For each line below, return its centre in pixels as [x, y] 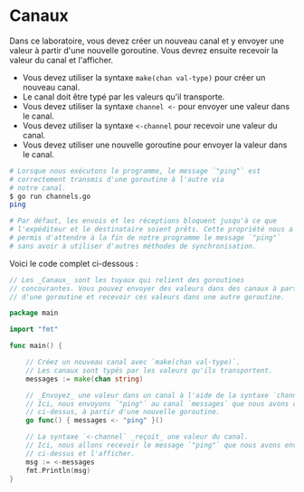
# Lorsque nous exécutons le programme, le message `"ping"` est [135, 171]
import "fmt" [34, 330]
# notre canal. [38, 188]
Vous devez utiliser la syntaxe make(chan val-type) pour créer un [144, 77]
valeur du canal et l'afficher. [62, 60]
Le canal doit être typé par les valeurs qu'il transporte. [123, 97]
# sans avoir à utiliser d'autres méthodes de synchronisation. [133, 246]
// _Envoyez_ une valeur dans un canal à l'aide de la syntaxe [147, 395]
